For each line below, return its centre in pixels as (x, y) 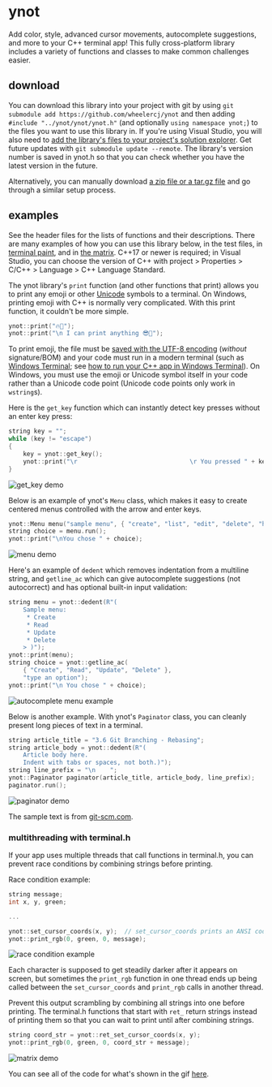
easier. (19, 60)
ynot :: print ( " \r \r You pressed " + (139, 461)
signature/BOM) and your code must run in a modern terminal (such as (126, 358)
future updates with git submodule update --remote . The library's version (131, 148)
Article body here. (56, 755)
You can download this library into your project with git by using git (121, 105)
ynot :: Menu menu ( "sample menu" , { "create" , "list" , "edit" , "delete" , (132, 524)
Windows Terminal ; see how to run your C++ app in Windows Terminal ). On (134, 366)
